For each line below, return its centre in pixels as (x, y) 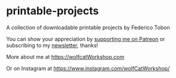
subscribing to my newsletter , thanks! (52, 45)
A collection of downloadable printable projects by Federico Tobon (88, 27)
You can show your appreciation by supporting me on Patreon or (86, 39)
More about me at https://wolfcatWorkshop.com (65, 57)
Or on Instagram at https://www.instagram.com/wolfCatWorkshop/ (88, 68)
